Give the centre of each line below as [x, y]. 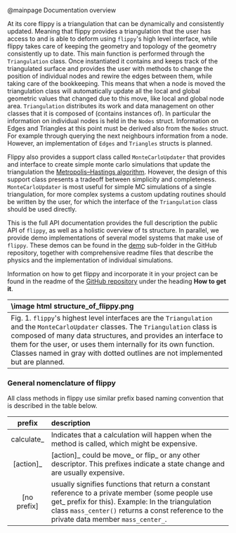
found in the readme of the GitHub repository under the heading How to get [117, 281]
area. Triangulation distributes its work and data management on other [111, 106]
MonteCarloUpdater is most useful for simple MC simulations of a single [110, 187]
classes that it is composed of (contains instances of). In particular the [109, 113]
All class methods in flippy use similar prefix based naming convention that [116, 398]
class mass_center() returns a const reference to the [137, 510]
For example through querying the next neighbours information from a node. [118, 136]
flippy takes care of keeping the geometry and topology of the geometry [112, 46]
